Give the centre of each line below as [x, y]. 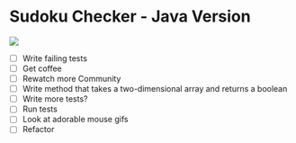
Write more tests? [55, 99]
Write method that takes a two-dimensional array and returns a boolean [155, 89]
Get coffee [42, 68]
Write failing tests [55, 58]
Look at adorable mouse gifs [75, 120]
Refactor [38, 130]
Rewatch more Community [72, 79]
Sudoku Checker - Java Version [130, 17]
